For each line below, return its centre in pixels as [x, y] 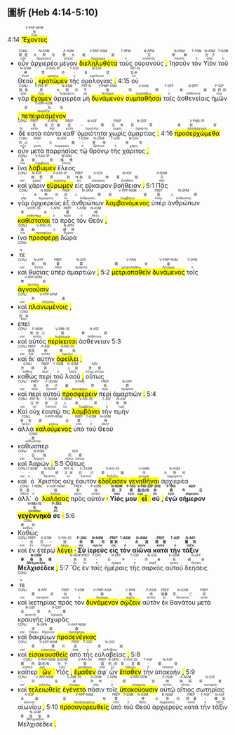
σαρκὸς [153, 568]
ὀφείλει [67, 359]
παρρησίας [62, 151]
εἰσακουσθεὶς [48, 654]
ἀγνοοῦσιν [33, 289]
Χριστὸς [49, 481]
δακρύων [42, 637]
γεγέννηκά [34, 515]
